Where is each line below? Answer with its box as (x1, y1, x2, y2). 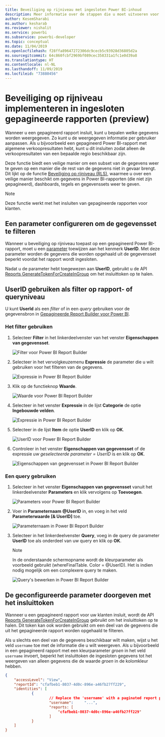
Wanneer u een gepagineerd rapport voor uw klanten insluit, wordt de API (5, 611, 154, 618)
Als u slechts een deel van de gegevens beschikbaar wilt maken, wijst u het (5, 637, 158, 643)
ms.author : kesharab (5, 21, 48, 26)
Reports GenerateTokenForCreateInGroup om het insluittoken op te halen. (5, 271, 154, 277)
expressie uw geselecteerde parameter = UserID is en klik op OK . (12, 451, 145, 457)
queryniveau (5, 293, 45, 301)
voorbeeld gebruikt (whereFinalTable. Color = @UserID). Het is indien (12, 562, 153, 568)
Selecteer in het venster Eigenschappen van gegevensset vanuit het (12, 484, 153, 490)
